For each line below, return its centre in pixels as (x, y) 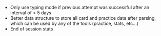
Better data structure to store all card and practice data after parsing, (83, 18)
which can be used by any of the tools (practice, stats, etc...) (74, 23)
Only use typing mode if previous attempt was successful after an (80, 7)
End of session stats (32, 29)
